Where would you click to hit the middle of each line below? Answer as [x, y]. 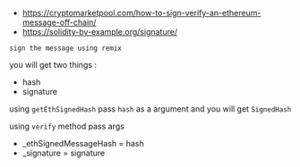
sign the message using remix [66, 48]
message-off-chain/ [59, 22]
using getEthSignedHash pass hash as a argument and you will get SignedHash [150, 109]
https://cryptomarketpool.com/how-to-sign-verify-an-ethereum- [141, 13]
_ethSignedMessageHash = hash [83, 143]
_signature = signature [64, 153]
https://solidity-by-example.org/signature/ [99, 32]
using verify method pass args [67, 126]
